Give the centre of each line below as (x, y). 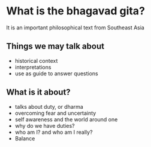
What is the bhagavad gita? (76, 11)
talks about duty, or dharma (49, 106)
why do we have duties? (45, 125)
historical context (36, 60)
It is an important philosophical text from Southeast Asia (75, 27)
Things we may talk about (55, 46)
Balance (25, 138)
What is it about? (38, 92)
